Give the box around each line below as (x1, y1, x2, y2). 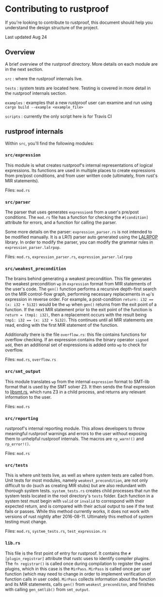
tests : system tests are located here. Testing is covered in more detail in (5, 85, 151, 91)
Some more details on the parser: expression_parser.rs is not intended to (5, 229, 152, 235)
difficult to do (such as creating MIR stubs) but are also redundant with (5, 483, 147, 489)
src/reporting (5, 416, 38, 421)
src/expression (5, 152, 41, 158)
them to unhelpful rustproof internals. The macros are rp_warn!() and (5, 436, 144, 442)
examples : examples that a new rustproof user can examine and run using (5, 100, 152, 105)
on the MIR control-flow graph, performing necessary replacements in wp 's (5, 291, 154, 297)
